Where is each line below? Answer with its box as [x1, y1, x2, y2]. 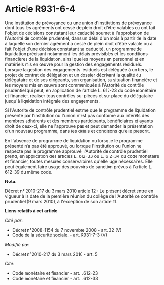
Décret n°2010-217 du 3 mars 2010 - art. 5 [12, 251, 98, 257]
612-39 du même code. [5, 169, 53, 175]
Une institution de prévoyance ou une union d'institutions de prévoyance [5, 20, 152, 26]
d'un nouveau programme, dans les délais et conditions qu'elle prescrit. [5, 128, 150, 134]
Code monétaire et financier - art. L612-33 [12, 275, 98, 281]
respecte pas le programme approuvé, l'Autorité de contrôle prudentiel [5, 148, 148, 154]
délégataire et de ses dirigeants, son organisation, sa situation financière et [5, 77, 157, 83]
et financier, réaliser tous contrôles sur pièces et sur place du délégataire [5, 92, 153, 99]
